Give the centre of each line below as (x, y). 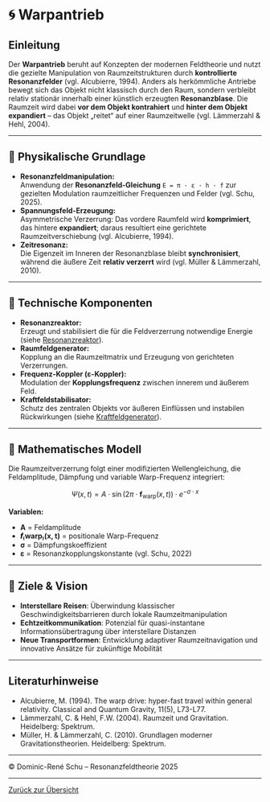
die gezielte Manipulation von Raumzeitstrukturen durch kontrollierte (123, 73)
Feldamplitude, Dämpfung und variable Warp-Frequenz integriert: (117, 477)
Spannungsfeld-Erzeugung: (68, 210)
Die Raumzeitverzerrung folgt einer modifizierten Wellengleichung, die (125, 469)
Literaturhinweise (53, 681)
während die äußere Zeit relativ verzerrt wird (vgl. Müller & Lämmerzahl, (140, 261)
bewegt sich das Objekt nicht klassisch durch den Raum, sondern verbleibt (132, 90)
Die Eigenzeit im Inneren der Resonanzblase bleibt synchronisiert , (130, 253)
